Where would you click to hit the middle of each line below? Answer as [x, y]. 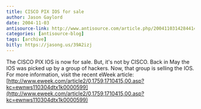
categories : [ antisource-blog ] [45, 34]
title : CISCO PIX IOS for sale [45, 12]
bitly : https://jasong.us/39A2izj [49, 45]
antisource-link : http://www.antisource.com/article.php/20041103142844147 [103, 28]
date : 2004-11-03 [28, 23]
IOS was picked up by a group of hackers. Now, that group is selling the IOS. [100, 68]
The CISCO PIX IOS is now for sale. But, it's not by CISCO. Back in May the [98, 62]
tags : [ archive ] [26, 39]
